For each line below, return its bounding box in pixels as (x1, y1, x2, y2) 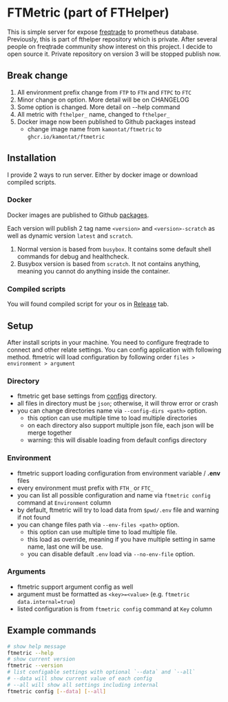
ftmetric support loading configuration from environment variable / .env (17, 468, 220, 477)
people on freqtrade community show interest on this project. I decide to (7, 42, 213, 50)
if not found (17, 513, 50, 521)
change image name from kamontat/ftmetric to (27, 124, 162, 133)
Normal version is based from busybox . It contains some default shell (17, 245, 211, 253)
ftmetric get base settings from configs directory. (17, 392, 157, 400)
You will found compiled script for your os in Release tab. (7, 300, 169, 308)
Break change (7, 70, 68, 82)
